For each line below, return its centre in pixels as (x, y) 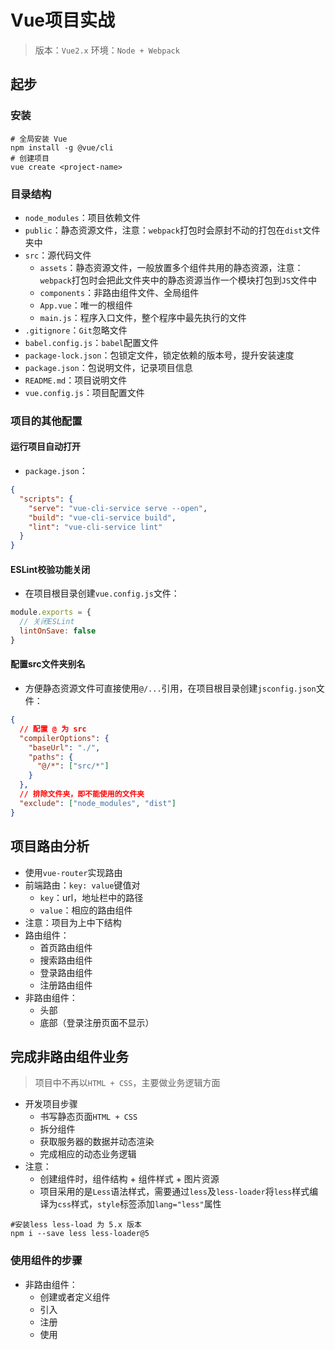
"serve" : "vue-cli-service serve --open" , (118, 508)
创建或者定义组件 (75, 1297)
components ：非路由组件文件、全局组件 (119, 292)
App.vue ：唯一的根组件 (86, 305)
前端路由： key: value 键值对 (82, 885)
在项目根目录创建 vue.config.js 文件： (102, 593)
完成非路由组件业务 (69, 1056)
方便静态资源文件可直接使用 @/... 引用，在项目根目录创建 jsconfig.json (170, 688)
